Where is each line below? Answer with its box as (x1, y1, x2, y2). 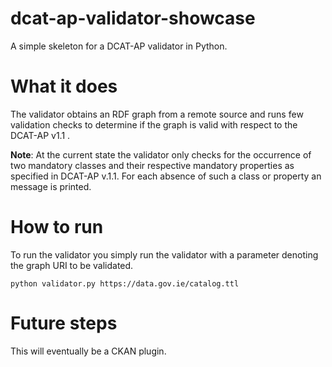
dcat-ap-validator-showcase (10, 7, 256, 30)
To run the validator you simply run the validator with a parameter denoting (10, 248, 319, 261)
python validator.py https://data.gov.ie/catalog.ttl (10, 278, 240, 289)
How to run (10, 216, 104, 239)
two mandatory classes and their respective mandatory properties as (10, 159, 295, 171)
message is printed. (10, 180, 92, 192)
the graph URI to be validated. (10, 259, 134, 271)
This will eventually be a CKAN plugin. (10, 345, 167, 357)
